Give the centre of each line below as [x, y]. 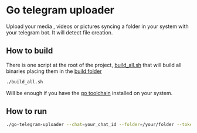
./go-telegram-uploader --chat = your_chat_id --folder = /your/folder [90, 125]
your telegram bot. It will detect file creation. [60, 32]
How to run [27, 111]
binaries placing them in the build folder [54, 71]
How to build [30, 51]
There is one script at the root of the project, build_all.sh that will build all [94, 65]
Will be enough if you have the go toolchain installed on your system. [89, 93]
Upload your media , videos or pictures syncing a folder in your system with [97, 26]
